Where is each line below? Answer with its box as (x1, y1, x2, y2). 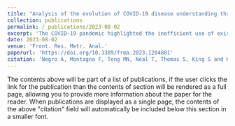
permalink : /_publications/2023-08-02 (7, 23, 120, 30)
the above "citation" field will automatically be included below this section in (7, 104, 227, 113)
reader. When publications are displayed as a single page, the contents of (7, 97, 220, 106)
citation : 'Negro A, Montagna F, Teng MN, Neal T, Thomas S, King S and (7, 56, 224, 63)
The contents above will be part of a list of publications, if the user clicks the (7, 75, 227, 83)
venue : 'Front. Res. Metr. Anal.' (7, 43, 108, 50)
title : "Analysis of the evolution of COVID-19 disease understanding (7, 10, 218, 17)
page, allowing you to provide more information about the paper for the (7, 90, 212, 98)
